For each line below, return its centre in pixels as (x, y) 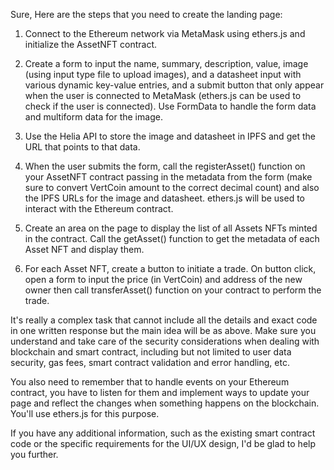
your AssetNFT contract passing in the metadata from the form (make (168, 177)
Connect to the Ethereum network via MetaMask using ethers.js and (165, 33)
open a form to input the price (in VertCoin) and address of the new (163, 279)
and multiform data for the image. (93, 117)
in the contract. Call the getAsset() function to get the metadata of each (172, 238)
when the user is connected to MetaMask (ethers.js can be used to (163, 95)
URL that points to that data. (82, 147)
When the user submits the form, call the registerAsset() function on (165, 166)
